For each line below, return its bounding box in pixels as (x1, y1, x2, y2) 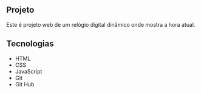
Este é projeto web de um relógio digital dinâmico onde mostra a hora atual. (6, 21, 196, 28)
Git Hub (15, 80, 35, 88)
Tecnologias (6, 39, 54, 49)
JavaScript (15, 67, 43, 75)
